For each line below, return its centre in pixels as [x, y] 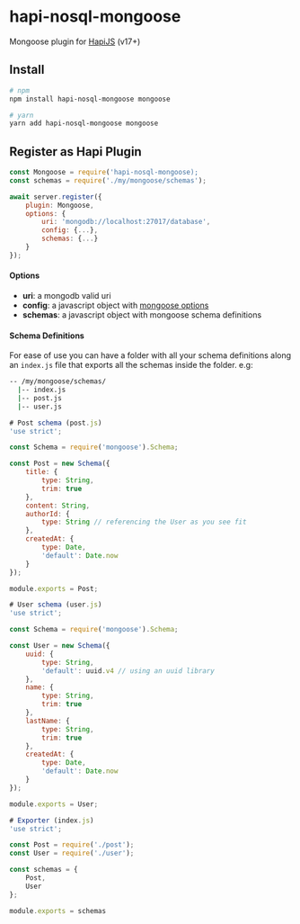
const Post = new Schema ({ [60, 464]
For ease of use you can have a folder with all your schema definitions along [150, 355]
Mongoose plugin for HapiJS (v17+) [75, 41]
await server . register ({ [56, 197]
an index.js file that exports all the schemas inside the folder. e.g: [131, 365]
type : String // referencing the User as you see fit [144, 522]
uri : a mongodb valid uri [66, 296]
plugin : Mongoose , [60, 205]
